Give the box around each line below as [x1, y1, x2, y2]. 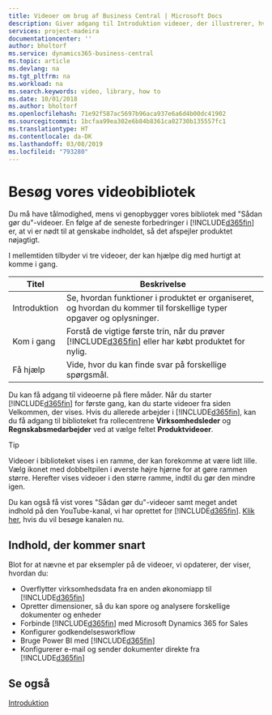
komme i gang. [8, 259, 58, 269]
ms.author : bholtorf [8, 102, 79, 110]
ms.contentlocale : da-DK [8, 132, 92, 140]
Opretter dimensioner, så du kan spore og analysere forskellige [19, 602, 231, 611]
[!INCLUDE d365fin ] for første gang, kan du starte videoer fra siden [8, 399, 231, 409]
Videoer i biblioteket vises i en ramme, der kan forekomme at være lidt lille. [8, 456, 257, 466]
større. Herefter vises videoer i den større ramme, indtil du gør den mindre [8, 473, 256, 483]
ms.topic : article [8, 58, 70, 66]
